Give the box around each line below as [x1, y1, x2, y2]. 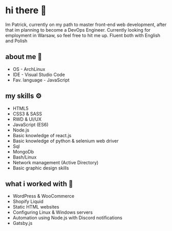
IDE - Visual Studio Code [12, 71, 65, 78]
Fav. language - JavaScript [12, 76, 70, 83]
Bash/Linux [12, 154, 37, 160]
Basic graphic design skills [12, 165, 69, 171]
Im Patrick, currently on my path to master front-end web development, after [5, 21, 167, 28]
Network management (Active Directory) [12, 159, 99, 165]
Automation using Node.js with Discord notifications [12, 215, 123, 221]
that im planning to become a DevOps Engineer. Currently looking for [5, 27, 151, 33]
